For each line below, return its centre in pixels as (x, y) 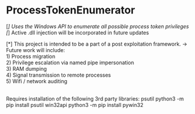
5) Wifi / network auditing (37, 81)
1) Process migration (31, 56)
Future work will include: (36, 50)
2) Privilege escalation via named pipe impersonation (70, 63)
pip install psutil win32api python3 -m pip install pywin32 (75, 105)
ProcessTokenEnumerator (71, 10)
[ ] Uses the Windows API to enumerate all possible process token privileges (97, 26)
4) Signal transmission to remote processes (59, 75)
